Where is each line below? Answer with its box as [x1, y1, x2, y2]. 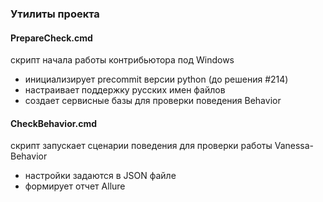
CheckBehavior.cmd [10, 117, 98, 129]
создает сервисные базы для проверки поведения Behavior [24, 95, 282, 107]
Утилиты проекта [10, 7, 100, 21]
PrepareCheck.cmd [10, 32, 93, 44]
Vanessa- [274, 140, 315, 152]
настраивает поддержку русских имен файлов [24, 84, 226, 96]
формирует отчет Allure [24, 180, 126, 192]
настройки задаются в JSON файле [24, 170, 177, 182]
